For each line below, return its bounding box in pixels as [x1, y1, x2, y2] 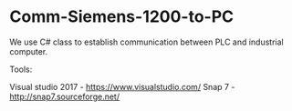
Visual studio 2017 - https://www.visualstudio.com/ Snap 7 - [9, 81, 235, 92]
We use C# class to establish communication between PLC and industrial [9, 36, 285, 47]
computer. [9, 45, 48, 56]
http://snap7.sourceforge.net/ [9, 91, 120, 102]
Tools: [9, 64, 33, 75]
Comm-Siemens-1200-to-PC [9, 6, 235, 27]
